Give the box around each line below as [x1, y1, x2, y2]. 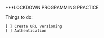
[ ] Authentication [5, 28, 47, 33]
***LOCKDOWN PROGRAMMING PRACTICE [5, 5, 99, 10]
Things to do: [5, 14, 33, 20]
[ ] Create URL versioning [5, 24, 62, 29]
